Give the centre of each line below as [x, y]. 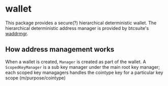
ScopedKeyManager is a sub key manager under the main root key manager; [83, 67]
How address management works [60, 49]
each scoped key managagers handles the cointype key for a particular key [84, 72]
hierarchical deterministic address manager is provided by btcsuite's [77, 28]
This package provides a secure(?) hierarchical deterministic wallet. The [81, 23]
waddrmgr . [17, 33]
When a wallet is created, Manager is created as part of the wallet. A [76, 62]
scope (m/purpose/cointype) [36, 78]
